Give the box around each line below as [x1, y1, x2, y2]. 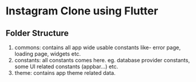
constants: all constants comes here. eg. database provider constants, [14, 57, 190, 63]
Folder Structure [5, 28, 69, 38]
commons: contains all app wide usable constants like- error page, [14, 44, 181, 51]
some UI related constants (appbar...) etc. [14, 63, 119, 70]
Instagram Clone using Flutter [5, 4, 158, 18]
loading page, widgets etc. [14, 50, 81, 57]
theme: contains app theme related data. [14, 69, 116, 76]
